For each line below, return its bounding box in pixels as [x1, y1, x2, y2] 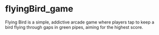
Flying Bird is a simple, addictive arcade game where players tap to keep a [5, 19, 155, 25]
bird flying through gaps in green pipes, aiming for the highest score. [5, 24, 143, 30]
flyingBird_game [5, 3, 74, 14]
